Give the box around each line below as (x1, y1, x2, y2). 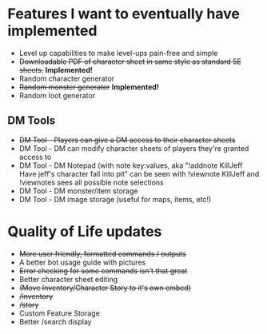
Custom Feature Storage (18, 308, 101, 318)
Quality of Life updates (7, 222, 162, 241)
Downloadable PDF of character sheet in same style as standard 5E (18, 57, 241, 66)
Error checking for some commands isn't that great (18, 265, 188, 276)
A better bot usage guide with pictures (18, 257, 146, 267)
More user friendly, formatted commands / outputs (18, 249, 187, 258)
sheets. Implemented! (18, 65, 93, 74)
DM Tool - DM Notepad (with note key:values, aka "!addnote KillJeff (18, 161, 243, 170)
